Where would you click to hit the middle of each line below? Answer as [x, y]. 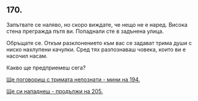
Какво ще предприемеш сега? [46, 68]
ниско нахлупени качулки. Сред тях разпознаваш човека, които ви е [96, 49]
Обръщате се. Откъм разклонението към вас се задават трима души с [99, 43]
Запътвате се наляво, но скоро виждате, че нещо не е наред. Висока [97, 24]
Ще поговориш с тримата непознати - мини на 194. [73, 79]
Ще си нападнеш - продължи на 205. [55, 91]
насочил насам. [27, 56]
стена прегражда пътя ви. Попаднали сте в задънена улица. [85, 31]
